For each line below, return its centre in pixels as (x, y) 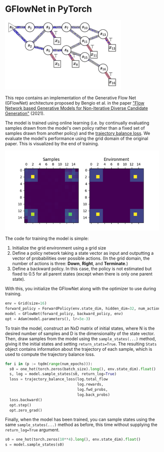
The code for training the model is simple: (47, 239)
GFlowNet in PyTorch (49, 9)
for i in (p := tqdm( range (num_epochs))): (49, 364)
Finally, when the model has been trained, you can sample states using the (80, 420)
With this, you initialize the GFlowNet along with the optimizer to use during (81, 289)
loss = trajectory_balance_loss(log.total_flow (59, 379)
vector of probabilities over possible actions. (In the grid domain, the (81, 258)
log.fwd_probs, (93, 390)
